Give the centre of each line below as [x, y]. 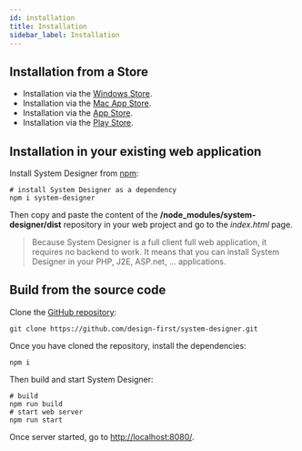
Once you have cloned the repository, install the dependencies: [128, 345]
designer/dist [35, 225]
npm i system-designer [52, 198]
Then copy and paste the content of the [84, 215]
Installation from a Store [79, 72]
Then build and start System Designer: [81, 379]
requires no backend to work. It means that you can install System [156, 252]
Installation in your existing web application [136, 151]
